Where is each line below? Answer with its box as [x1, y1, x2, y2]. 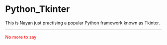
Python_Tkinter [5, 3, 70, 15]
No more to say [5, 34, 37, 40]
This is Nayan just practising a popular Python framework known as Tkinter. [5, 20, 160, 26]
